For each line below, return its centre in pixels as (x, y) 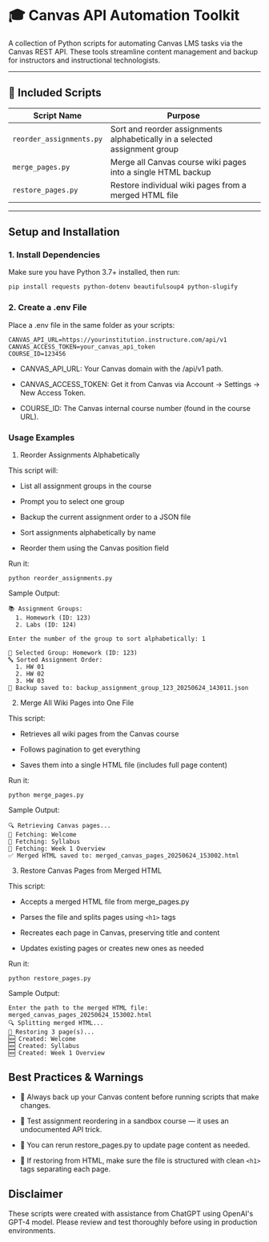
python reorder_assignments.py (60, 578)
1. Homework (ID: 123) (53, 618)
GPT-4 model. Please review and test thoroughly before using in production (133, 1222)
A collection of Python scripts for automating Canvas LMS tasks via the (125, 43)
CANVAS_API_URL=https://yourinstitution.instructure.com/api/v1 (118, 340)
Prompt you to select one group (72, 501)
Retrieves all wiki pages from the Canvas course (99, 733)
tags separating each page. (65, 1169)
